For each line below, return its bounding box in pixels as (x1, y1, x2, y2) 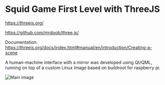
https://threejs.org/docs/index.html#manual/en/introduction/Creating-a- (5, 44, 152, 50)
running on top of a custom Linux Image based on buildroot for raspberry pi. (5, 65, 161, 71)
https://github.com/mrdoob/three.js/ (5, 29, 79, 35)
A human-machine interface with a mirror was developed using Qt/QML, (5, 59, 153, 65)
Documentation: (5, 39, 38, 45)
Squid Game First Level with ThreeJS (5, 3, 160, 15)
